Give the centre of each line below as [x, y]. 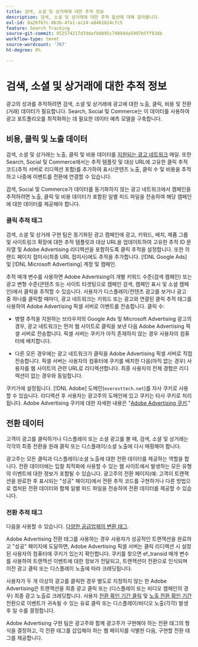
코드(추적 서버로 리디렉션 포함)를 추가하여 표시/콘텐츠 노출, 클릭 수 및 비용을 [93, 169]
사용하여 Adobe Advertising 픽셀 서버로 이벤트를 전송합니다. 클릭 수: [85, 306]
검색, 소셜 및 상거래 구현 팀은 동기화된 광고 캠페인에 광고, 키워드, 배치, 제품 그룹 [97, 235]
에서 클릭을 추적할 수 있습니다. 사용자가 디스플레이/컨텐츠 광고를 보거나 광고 [100, 291]
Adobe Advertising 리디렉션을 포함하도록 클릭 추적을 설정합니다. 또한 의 [107, 249]
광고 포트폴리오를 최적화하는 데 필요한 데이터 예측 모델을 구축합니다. [84, 118]
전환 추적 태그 [25, 512]
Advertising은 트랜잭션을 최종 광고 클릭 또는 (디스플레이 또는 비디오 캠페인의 [94, 588]
